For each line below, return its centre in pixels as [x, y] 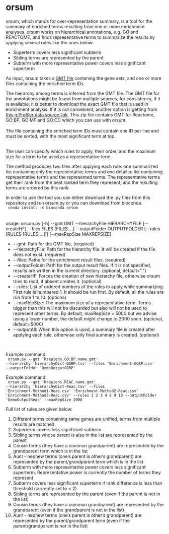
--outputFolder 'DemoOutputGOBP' [41, 368]
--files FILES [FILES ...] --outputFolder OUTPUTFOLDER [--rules [94, 229]
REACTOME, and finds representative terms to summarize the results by [80, 37]
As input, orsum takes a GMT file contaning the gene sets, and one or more [83, 78]
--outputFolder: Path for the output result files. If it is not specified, [82, 265]
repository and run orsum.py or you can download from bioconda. [74, 203]
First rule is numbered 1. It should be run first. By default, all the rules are [88, 292]
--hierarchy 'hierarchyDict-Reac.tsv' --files [55, 386]
